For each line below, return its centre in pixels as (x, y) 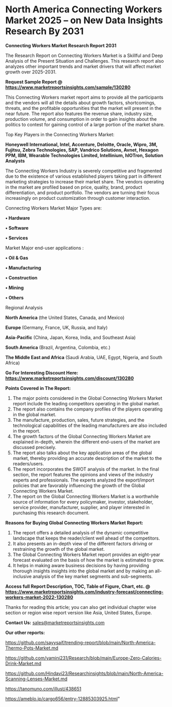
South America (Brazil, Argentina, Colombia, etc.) (58, 347)
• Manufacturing (23, 268)
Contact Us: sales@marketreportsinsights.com (55, 622)
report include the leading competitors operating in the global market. (86, 403)
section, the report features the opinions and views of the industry (83, 474)
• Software (17, 228)
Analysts (15, 161)
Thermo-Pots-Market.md (32, 648)
